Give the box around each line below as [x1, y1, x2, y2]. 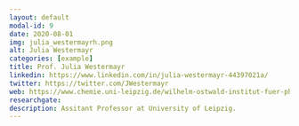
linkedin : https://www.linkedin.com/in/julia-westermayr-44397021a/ [9, 71, 269, 80]
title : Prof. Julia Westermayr [9, 63, 125, 72]
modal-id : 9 [9, 21, 53, 30]
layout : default [9, 12, 69, 22]
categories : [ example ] [9, 54, 93, 63]
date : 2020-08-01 [9, 29, 74, 38]
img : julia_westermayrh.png [9, 37, 114, 47]
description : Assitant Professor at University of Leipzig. [9, 104, 238, 113]
